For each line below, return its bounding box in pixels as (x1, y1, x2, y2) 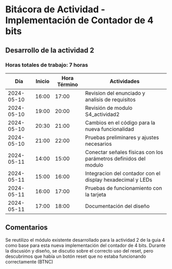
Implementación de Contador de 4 (5, 14, 154, 26)
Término (57, 81, 78, 88)
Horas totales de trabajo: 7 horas (5, 61, 89, 68)
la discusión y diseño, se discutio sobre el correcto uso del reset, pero (5, 247, 154, 254)
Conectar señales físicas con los (85, 148, 164, 156)
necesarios (85, 140, 112, 147)
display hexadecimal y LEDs (85, 176, 153, 183)
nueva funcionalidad (85, 125, 134, 132)
